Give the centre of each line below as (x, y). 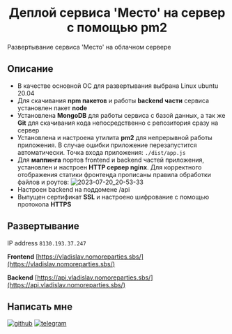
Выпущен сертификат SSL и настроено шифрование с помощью (113, 197)
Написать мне (40, 306)
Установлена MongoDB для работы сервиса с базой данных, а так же (121, 115)
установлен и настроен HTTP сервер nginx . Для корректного (109, 167)
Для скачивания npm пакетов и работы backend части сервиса (113, 100)
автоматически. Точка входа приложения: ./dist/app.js (101, 152)
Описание (30, 69)
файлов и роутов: (43, 182)
